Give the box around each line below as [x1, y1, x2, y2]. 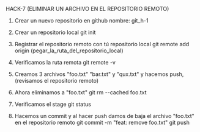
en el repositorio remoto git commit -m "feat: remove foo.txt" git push [14, 119, 190, 126]
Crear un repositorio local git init [14, 29, 96, 36]
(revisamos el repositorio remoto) [14, 77, 99, 84]
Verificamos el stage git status [14, 100, 91, 108]
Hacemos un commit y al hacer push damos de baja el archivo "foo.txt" [14, 113, 195, 119]
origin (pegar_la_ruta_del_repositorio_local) [14, 47, 124, 54]
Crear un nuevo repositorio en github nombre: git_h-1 [14, 17, 149, 24]
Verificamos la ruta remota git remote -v [14, 59, 116, 66]
